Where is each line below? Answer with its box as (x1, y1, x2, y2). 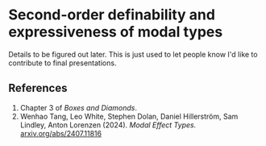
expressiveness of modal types (8, 23, 223, 41)
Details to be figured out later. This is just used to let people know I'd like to (8, 49, 258, 59)
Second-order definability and (8, 6, 216, 24)
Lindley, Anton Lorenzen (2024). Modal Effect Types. (19, 119, 197, 130)
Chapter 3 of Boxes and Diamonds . (19, 102, 138, 112)
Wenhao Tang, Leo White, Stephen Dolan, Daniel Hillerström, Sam (19, 111, 239, 121)
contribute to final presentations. (8, 58, 117, 68)
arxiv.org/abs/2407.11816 (19, 128, 102, 138)
